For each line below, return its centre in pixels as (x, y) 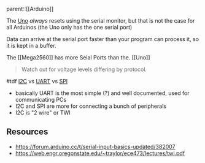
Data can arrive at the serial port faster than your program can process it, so (103, 39)
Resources (27, 132)
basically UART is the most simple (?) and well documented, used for (102, 93)
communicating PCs (41, 100)
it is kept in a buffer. (31, 46)
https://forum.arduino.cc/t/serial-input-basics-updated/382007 (95, 146)
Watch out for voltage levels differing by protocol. (84, 69)
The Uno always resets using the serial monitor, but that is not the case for (101, 21)
